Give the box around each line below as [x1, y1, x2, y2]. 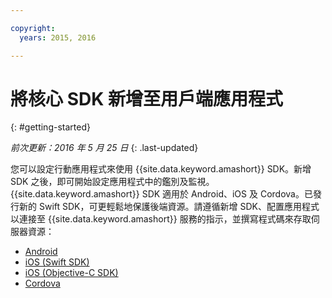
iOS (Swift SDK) [24, 256, 90, 268]
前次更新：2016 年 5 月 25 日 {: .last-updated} [10, 142, 199, 154]
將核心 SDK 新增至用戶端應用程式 [10, 87, 283, 110]
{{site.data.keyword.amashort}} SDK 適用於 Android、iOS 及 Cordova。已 [10, 188, 313, 200]
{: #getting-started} [10, 121, 91, 133]
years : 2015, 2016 [19, 32, 97, 43]
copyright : [10, 23, 56, 33]
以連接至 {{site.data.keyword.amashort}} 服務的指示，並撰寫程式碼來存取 [10, 213, 312, 225]
